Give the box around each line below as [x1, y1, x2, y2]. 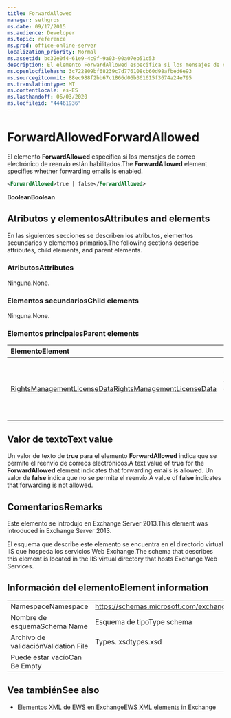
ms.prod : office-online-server [7, 42, 97, 49]
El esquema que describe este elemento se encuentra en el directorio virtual [7, 540, 223, 548]
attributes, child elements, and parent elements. [7, 246, 142, 254]
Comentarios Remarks [7, 501, 103, 512]
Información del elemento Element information [7, 582, 209, 594]
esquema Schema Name [10, 621, 88, 631]
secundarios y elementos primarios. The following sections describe [7, 239, 199, 247]
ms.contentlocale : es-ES [7, 87, 78, 94]
